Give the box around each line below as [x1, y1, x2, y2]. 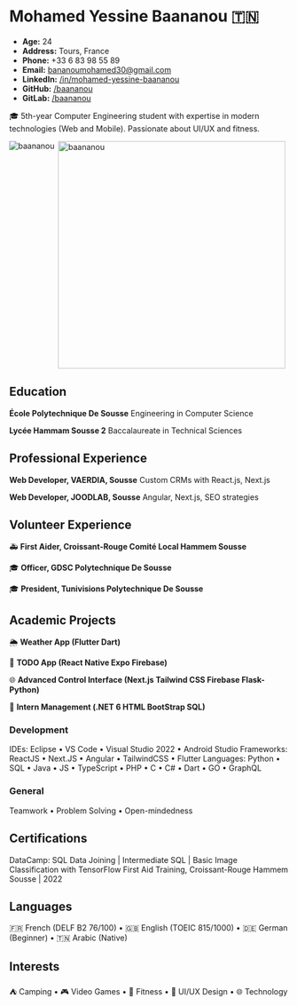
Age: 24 [21, 36, 53, 46]
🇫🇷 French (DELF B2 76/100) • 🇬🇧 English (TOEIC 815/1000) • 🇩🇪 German [9, 923, 288, 933]
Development [9, 724, 69, 736]
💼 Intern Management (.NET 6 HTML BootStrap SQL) [9, 701, 206, 712]
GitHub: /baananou [21, 83, 93, 94]
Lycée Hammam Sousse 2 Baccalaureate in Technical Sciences [9, 424, 242, 436]
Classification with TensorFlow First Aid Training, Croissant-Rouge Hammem [9, 864, 289, 875]
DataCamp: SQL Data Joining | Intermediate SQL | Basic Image [9, 854, 238, 865]
